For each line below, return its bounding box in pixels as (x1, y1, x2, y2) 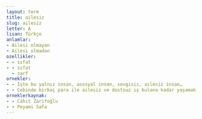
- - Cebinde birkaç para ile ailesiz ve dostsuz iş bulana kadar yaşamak (6, 87, 197, 93)
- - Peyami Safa (6, 103, 47, 110)
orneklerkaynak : (6, 93, 47, 99)
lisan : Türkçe (6, 31, 42, 37)
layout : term (6, 8, 39, 15)
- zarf (11, 70, 28, 76)
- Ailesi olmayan (6, 43, 50, 49)
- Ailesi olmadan (6, 48, 50, 54)
